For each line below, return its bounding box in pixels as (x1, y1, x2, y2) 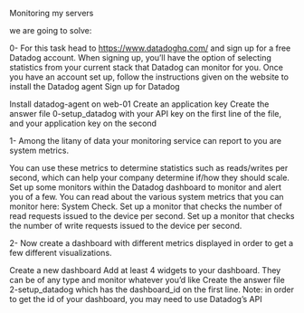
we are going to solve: (9, 25, 92, 35)
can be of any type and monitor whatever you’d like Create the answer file (9, 275, 285, 285)
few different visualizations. (9, 248, 112, 258)
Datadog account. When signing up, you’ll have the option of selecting (9, 52, 271, 62)
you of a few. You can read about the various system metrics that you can (9, 192, 284, 202)
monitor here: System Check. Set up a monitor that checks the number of (9, 201, 282, 212)
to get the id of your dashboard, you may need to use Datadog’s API (9, 294, 262, 304)
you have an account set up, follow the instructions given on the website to (9, 71, 290, 82)
